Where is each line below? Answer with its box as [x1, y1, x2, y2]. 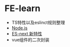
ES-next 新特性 [11, 31, 43, 36]
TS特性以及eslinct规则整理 [11, 19, 65, 25]
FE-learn [4, 3, 41, 14]
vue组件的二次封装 [11, 37, 50, 43]
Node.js [11, 25, 28, 31]
